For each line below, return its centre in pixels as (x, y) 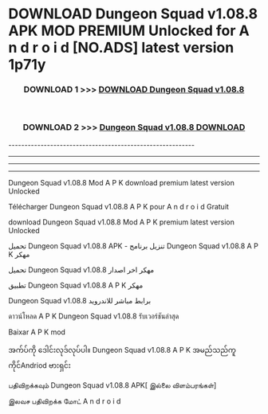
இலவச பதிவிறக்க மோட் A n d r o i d (65, 401)
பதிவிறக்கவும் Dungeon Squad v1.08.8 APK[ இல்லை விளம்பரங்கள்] (112, 385)
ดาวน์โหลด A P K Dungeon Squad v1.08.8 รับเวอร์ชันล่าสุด (94, 316)
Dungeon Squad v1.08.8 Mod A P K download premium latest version (122, 182)
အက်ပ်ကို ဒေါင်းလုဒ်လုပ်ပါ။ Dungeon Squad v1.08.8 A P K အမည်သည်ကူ (122, 350)
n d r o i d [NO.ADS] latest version (121, 48)
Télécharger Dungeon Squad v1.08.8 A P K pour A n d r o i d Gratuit (119, 206)
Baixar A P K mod (37, 332)
